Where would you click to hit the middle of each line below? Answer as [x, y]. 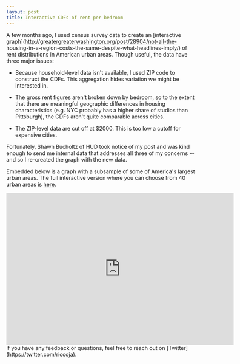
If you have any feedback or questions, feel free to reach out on [86, 348]
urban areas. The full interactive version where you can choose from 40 [96, 177]
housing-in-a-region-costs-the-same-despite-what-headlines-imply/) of [97, 48]
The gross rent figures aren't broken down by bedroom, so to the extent [105, 97]
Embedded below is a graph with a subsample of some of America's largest [101, 171]
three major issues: [30, 61]
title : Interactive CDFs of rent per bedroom [65, 18]
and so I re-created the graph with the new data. [67, 159]
